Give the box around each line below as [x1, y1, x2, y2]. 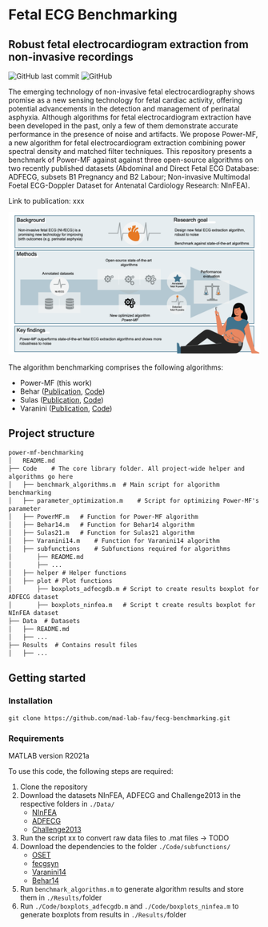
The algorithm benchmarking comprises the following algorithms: [8, 362, 224, 372]
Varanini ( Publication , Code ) [19, 403, 113, 413]
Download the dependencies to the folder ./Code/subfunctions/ [19, 842, 231, 852]
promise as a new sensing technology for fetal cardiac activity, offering [8, 95, 242, 105]
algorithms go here [8, 473, 74, 481]
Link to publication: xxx [8, 196, 85, 205]
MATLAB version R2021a [8, 751, 90, 761]
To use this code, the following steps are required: [8, 767, 174, 776]
